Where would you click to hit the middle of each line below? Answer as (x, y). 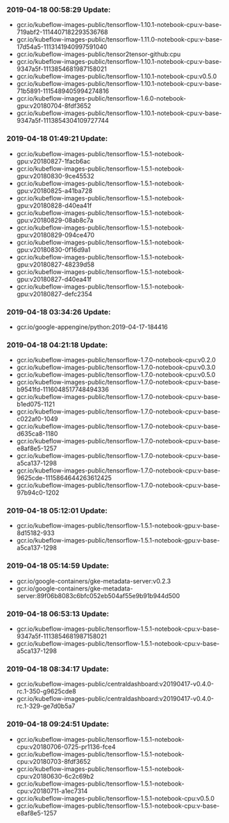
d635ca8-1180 (37, 434)
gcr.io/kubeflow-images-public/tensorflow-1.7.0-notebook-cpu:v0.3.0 (116, 367)
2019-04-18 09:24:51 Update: (58, 724)
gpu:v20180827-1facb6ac (53, 161)
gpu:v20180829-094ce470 (56, 235)
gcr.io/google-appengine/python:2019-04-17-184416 (92, 327)
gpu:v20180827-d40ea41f (54, 279)
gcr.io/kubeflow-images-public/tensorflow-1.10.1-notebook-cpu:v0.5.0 (117, 76)
